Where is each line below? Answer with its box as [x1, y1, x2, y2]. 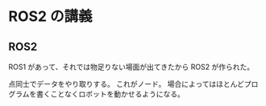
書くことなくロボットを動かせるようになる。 [35, 89, 185, 99]
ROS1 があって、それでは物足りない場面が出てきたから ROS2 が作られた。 [8, 62, 255, 71]
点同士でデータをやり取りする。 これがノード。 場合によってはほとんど [8, 79, 244, 88]
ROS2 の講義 [8, 7, 93, 26]
